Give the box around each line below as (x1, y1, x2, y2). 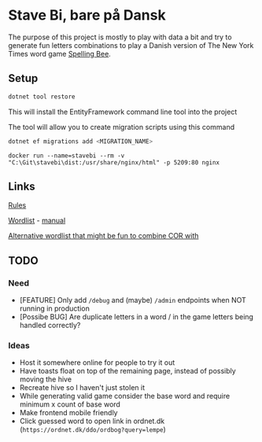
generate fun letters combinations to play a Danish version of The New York (8, 40, 254, 50)
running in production (19, 304, 90, 313)
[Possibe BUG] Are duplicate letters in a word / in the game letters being (19, 312, 254, 321)
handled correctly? (19, 321, 81, 330)
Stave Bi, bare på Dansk (8, 6, 167, 24)
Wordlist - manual (8, 215, 66, 226)
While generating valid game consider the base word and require (19, 392, 231, 401)
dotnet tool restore (8, 93, 76, 101)
